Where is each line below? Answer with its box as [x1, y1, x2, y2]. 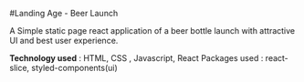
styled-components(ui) [31, 63, 119, 73]
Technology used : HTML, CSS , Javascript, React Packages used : [9, 53, 264, 63]
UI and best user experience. [9, 36, 119, 46]
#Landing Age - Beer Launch [9, 8, 119, 18]
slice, [9, 63, 30, 73]
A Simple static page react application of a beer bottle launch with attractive [9, 26, 296, 36]
